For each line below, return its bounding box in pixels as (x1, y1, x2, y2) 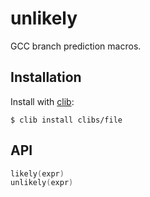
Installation (10, 69, 82, 86)
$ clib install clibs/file (10, 115, 123, 125)
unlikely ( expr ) (10, 178, 74, 188)
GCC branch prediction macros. (10, 40, 142, 52)
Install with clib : (10, 95, 75, 107)
